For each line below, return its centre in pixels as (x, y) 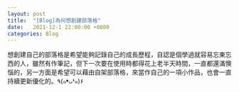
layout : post (27, 14)
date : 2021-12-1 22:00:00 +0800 (59, 27)
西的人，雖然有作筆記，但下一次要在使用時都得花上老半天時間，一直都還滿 (116, 64)
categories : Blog (33, 34)
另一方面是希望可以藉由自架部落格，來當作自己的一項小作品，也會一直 (129, 72)
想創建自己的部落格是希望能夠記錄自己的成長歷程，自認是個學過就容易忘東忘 (119, 54)
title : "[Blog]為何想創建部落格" (54, 21)
